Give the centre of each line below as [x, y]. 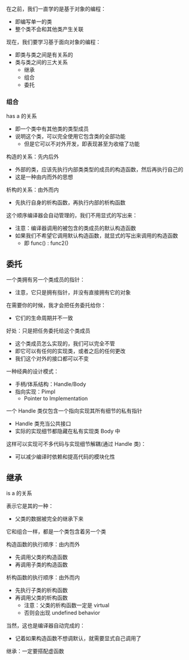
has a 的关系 [22, 116]
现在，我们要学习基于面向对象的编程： [53, 42]
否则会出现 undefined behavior [62, 612]
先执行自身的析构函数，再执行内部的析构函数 [70, 203]
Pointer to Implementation [56, 398]
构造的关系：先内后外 [32, 157]
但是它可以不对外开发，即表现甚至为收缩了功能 [82, 144]
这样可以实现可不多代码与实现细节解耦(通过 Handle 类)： [76, 444]
